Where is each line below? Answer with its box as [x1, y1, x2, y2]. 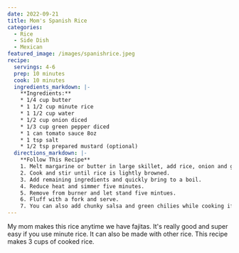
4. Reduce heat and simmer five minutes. [20, 182, 144, 190]
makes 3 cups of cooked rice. [7, 237, 95, 246]
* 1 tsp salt [20, 136, 59, 143]
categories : [7, 24, 43, 31]
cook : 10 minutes [14, 76, 65, 84]
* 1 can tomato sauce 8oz [20, 130, 97, 137]
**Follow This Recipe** [20, 156, 91, 164]
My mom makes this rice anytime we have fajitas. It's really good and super [7, 222, 228, 230]
